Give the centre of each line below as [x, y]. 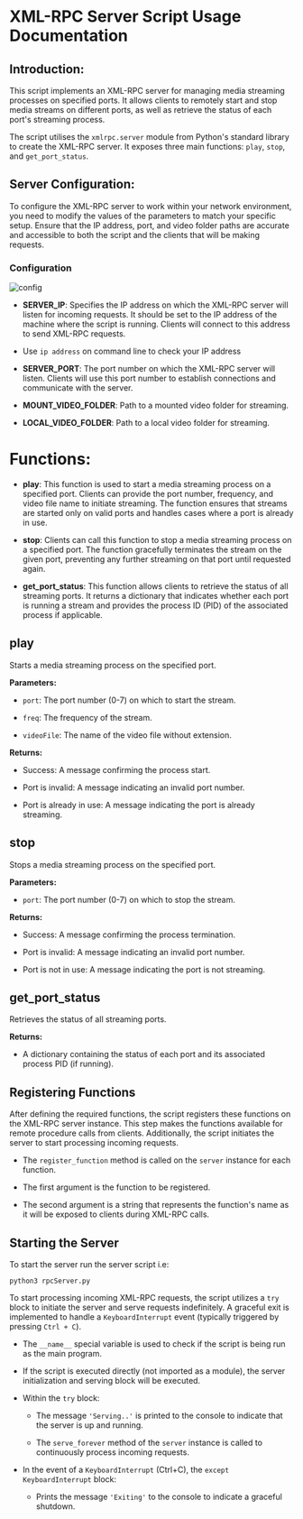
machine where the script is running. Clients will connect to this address [156, 324]
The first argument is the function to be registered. [116, 1187]
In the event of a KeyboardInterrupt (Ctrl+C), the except [126, 1470]
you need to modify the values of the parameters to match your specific [143, 216]
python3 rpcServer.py [50, 1281]
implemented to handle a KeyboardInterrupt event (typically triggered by [144, 1317]
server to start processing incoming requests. [94, 1143]
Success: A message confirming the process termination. [129, 934]
